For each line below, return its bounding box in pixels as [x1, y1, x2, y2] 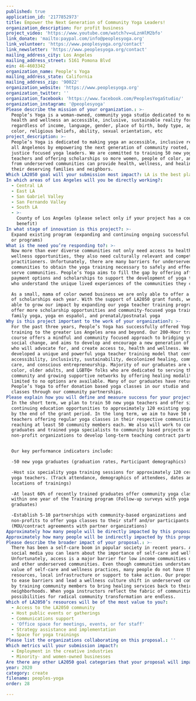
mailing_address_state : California [6, 74, 93, 80]
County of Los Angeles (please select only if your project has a [16, 215, 181, 221]
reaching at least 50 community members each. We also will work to [11, 422, 181, 428]
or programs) [11, 237, 43, 243]
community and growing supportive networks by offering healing [11, 373, 171, 379]
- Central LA [11, 183, 43, 188]
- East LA [11, 188, 35, 194]
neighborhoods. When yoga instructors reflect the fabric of [11, 589, 163, 595]
